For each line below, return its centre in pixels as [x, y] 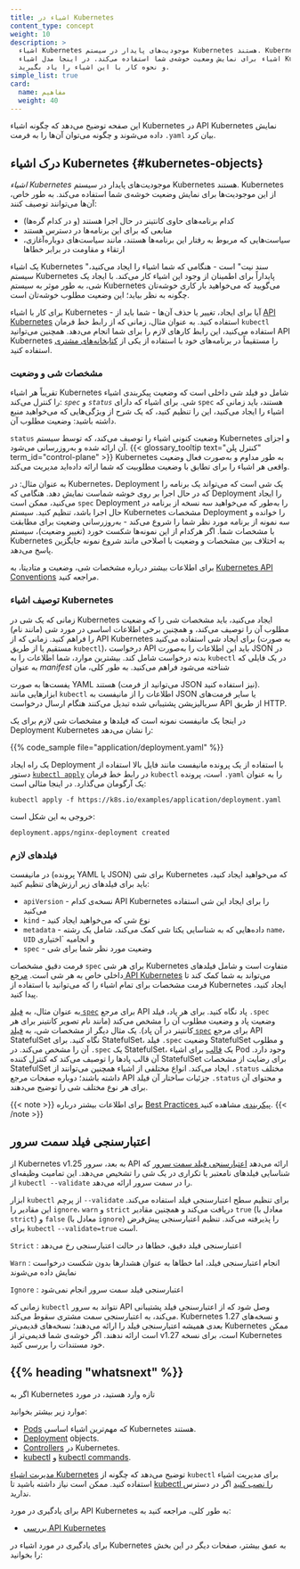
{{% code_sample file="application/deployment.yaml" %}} [117, 747]
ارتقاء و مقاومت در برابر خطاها [74, 250]
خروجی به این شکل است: [53, 816]
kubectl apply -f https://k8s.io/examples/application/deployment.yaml [146, 800]
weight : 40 [38, 100]
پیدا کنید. [24, 994]
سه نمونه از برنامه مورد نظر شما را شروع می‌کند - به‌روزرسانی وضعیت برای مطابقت [150, 522]
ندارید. [21, 1493]
